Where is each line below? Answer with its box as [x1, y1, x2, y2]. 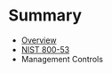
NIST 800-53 [20, 44, 70, 54]
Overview [20, 35, 57, 45]
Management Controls [20, 53, 104, 64]
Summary [8, 5, 82, 26]
